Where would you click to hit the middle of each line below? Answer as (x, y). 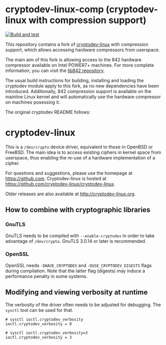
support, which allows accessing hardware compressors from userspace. (82, 50)
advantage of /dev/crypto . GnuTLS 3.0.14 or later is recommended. (76, 241)
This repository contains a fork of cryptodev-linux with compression (77, 44)
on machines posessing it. (33, 102)
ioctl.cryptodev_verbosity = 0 (39, 324)
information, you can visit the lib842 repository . (55, 71)
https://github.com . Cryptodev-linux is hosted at (56, 178)
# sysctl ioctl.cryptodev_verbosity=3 (46, 333)
